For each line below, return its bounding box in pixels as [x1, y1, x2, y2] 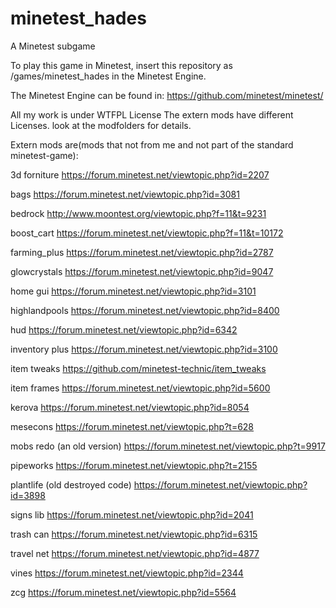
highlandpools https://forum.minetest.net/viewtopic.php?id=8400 [10, 304, 280, 316]
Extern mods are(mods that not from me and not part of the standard [10, 138, 294, 151]
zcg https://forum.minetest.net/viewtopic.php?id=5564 [10, 586, 237, 598]
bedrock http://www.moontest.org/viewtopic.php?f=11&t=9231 [10, 207, 267, 219]
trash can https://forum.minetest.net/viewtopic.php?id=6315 [10, 528, 258, 540]
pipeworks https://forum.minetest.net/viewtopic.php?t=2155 [10, 459, 258, 471]
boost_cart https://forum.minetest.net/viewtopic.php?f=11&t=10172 [10, 227, 284, 239]
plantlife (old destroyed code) [10, 478, 132, 491]
